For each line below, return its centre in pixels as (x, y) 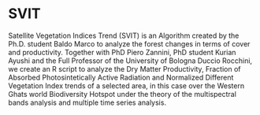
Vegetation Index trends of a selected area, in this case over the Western (126, 85)
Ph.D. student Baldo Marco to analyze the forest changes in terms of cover (129, 43)
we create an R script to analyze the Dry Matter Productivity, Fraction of (124, 69)
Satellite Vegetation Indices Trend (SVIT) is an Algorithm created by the (124, 35)
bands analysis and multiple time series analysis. (87, 102)
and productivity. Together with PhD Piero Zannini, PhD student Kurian (122, 52)
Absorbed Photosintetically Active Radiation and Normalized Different (121, 77)
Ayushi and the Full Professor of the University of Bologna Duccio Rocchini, (130, 61)
